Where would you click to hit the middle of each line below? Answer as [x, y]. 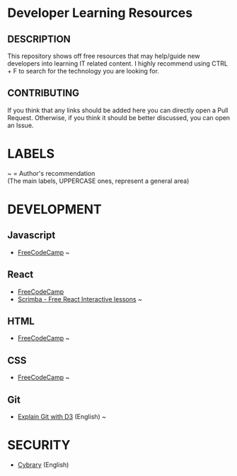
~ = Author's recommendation [51, 173]
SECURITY [39, 445]
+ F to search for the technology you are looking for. [83, 71]
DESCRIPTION [39, 39]
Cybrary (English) [43, 465]
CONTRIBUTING [44, 93]
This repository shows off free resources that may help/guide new [104, 56]
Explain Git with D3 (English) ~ [62, 417]
